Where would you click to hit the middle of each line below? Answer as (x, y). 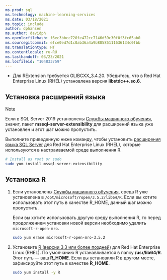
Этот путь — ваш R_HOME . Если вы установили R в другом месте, (83, 258)
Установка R (26, 180)
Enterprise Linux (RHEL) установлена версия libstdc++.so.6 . (77, 81)
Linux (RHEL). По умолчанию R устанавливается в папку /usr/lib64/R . (87, 252)
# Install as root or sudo (33, 159)
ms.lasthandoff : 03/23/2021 (35, 57)
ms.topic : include (24, 24)
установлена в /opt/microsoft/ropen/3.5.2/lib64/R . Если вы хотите (85, 197)
